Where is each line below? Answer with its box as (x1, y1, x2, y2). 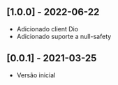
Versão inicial (16, 70, 56, 79)
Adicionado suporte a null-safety (16, 32, 112, 40)
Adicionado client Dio (16, 24, 78, 33)
